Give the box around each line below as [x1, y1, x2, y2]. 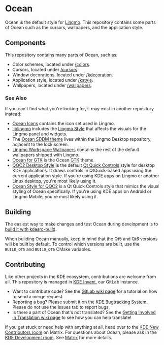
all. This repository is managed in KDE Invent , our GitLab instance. [5, 279, 139, 284]
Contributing [5, 260, 45, 269]
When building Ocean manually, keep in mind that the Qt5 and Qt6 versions [5, 236, 158, 242]
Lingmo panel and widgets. [12, 131, 67, 137]
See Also [5, 94, 27, 101]
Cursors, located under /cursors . [12, 66, 79, 72]
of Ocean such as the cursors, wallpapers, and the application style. [5, 24, 144, 30]
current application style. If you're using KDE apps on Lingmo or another [12, 173, 159, 179]
